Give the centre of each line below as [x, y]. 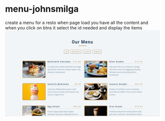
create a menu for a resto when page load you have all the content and [77, 23]
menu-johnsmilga [42, 9]
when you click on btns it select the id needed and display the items [74, 27]
